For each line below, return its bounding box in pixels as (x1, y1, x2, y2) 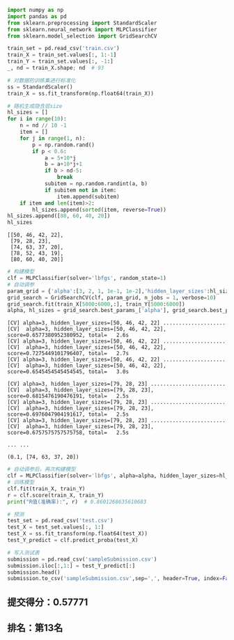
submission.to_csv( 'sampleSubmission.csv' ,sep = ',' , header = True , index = (7, 575, 223, 582)
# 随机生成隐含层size (7, 102, 63, 109)
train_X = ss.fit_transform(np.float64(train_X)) (7, 90, 155, 97)
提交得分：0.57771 (7, 596, 88, 608)
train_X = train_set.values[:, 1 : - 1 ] (7, 52, 117, 58)
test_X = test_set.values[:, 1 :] (7, 524, 104, 531)
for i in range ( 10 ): (7, 116, 68, 123)
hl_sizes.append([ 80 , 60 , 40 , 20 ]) (7, 212, 111, 219)
